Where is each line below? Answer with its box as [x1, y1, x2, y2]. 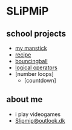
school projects [6, 29, 67, 39]
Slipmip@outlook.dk [15, 117, 65, 124]
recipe [15, 51, 31, 58]
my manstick [15, 44, 47, 52]
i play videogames [15, 111, 61, 118]
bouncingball [15, 58, 48, 64]
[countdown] [24, 77, 56, 84]
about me [6, 94, 43, 104]
